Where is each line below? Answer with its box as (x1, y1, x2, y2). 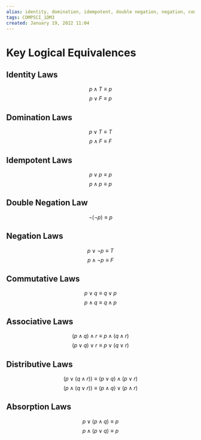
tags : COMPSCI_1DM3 (6, 14, 55, 20)
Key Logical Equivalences (6, 46, 136, 59)
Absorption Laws (6, 402, 72, 412)
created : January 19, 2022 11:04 (6, 20, 90, 26)
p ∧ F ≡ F (89, 137, 112, 145)
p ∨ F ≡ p (89, 95, 112, 102)
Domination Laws (6, 112, 73, 122)
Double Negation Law (6, 197, 88, 208)
